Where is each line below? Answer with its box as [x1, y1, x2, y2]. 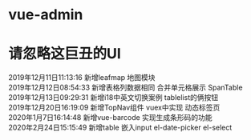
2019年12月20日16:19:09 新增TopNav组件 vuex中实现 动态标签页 [8, 102, 221, 113]
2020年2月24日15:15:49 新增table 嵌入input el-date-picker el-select [8, 122, 233, 133]
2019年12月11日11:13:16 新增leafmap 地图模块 [8, 73, 156, 82]
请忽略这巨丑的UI [8, 45, 122, 63]
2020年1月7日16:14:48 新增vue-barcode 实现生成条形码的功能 [8, 113, 213, 122]
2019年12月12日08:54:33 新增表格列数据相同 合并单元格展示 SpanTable [8, 82, 243, 93]
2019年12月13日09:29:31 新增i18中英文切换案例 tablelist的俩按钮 [8, 93, 219, 102]
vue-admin [8, 6, 83, 24]
